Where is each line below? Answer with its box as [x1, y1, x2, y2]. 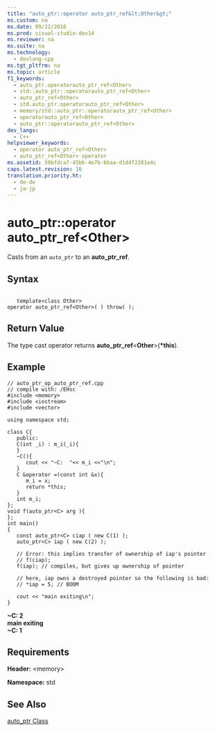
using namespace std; [7, 416, 70, 423]
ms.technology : [7, 49, 51, 56]
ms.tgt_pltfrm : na [7, 62, 60, 69]
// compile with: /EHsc [7, 386, 76, 393]
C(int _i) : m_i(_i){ [16, 440, 79, 448]
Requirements [7, 646, 69, 658]
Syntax [7, 273, 39, 285]
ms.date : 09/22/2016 [7, 23, 67, 30]
